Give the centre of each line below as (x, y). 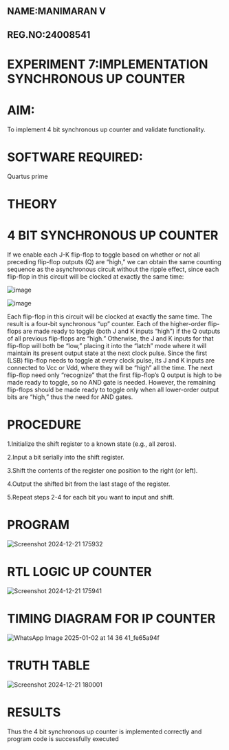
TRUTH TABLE (49, 665)
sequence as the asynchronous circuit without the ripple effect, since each (113, 269)
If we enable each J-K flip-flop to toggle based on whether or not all (104, 255)
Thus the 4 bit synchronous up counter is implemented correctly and (105, 731)
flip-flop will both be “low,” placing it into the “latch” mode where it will (107, 345)
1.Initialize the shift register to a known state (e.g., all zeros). (92, 444)
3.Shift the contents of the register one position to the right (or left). (102, 470)
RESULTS (34, 712)
